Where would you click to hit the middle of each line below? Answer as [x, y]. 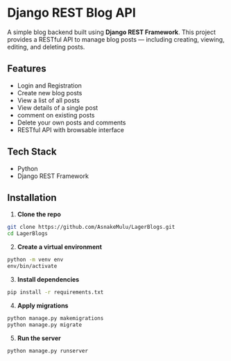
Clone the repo [39, 214]
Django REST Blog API [72, 13]
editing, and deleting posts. [46, 47]
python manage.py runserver [48, 351]
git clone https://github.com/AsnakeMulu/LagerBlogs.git [91, 227]
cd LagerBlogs [28, 234]
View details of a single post [58, 107]
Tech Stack [32, 152]
